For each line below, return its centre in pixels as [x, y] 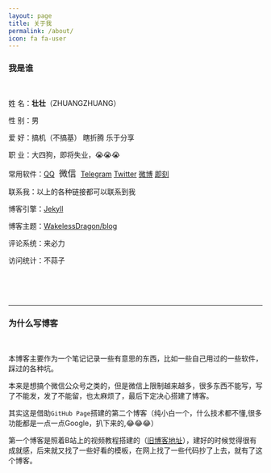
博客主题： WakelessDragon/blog [63, 226]
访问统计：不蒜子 [37, 260]
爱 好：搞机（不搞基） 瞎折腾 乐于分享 [71, 137]
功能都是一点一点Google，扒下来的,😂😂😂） [83, 423]
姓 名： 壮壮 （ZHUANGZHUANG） [65, 103]
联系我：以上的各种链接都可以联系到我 [72, 192]
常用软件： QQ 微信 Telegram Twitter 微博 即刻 [89, 173]
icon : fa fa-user [38, 38]
